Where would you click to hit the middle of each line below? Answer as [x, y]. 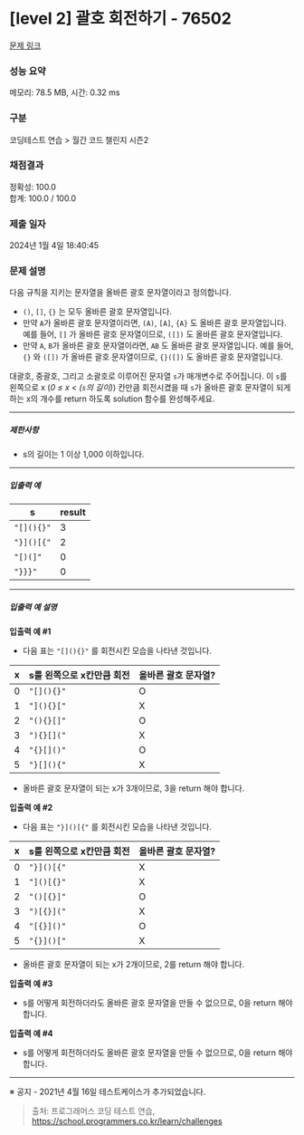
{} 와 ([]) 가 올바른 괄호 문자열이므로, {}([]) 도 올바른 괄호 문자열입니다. [152, 357]
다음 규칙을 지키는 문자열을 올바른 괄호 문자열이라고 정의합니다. [121, 293]
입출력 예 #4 [31, 1034]
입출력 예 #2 [31, 808]
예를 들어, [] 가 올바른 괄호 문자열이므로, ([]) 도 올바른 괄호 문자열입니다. [152, 334]
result [73, 513]
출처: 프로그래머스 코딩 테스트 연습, [93, 1111]
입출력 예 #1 [30, 631]
